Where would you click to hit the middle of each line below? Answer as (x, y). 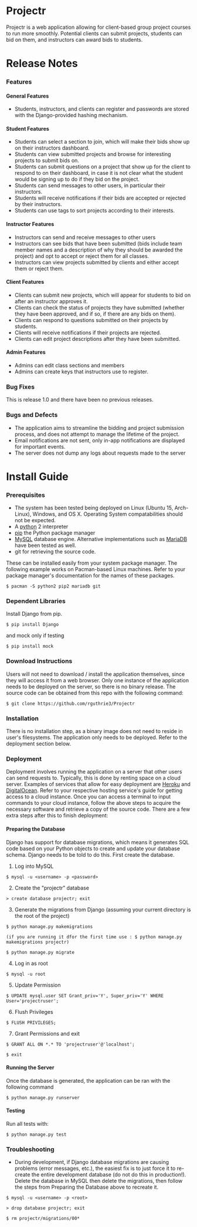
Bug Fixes (21, 387)
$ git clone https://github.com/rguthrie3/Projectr (70, 704)
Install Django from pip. (34, 614)
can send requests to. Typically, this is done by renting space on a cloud (93, 778)
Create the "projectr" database (52, 888)
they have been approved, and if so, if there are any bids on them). (95, 314)
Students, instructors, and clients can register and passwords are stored (102, 109)
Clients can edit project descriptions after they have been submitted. (97, 339)
